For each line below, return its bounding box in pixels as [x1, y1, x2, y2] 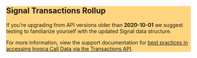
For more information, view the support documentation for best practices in [6, 39, 188, 46]
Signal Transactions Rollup [6, 6, 106, 16]
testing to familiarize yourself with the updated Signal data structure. [6, 28, 172, 35]
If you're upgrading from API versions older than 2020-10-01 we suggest [6, 21, 184, 28]
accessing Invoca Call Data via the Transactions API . [6, 45, 133, 52]
